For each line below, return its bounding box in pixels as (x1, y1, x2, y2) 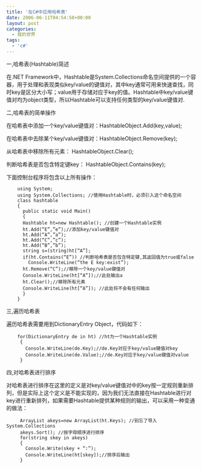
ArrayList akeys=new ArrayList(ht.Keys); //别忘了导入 (19, 417, 157, 423)
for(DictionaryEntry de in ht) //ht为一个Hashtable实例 (17, 333, 157, 339)
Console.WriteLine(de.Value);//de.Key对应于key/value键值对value (25, 352, 189, 358)
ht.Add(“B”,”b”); (22, 242, 67, 248)
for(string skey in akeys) (19, 434, 88, 441)
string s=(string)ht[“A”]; (22, 248, 91, 254)
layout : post (6, 20, 40, 26)
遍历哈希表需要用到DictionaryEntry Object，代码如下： (6, 320, 144, 327)
